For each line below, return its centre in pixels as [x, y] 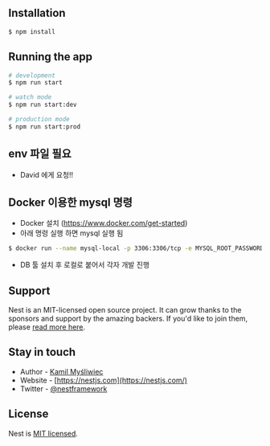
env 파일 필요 [40, 154]
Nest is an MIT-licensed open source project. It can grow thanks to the [125, 310]
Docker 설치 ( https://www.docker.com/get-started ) [104, 223]
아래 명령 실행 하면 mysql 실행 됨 [72, 233]
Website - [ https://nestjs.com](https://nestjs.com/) [103, 380]
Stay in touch [42, 352]
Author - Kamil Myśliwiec [61, 371]
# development [32, 76]
